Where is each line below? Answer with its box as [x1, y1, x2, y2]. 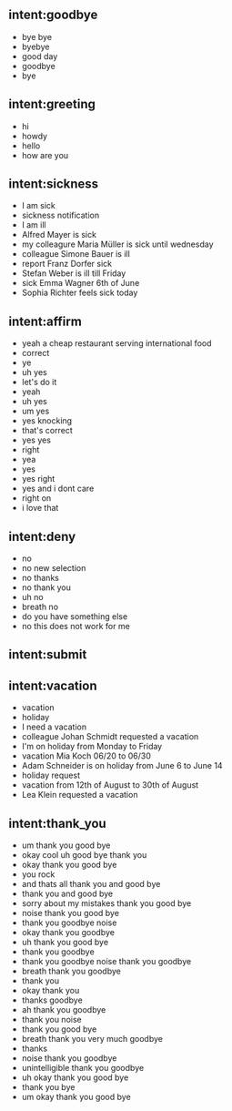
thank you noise [21, 1014, 83, 1025]
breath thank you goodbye [21, 965, 122, 977]
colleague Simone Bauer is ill [21, 249, 131, 260]
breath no [21, 601, 59, 613]
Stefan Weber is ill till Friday [21, 268, 126, 279]
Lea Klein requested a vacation [21, 790, 138, 800]
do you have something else [21, 611, 128, 622]
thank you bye [21, 1082, 76, 1093]
